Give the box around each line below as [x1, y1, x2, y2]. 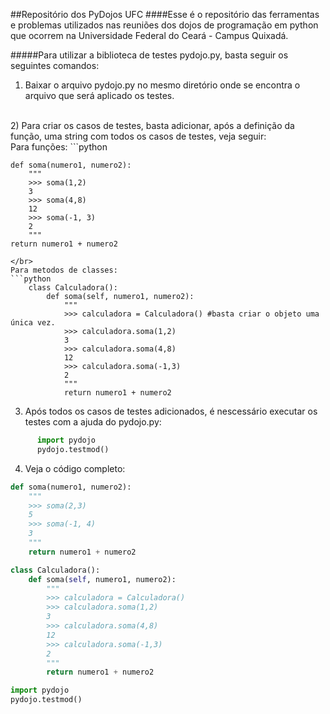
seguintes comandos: [10, 60, 100, 71]
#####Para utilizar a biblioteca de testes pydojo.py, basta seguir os [10, 49, 289, 61]
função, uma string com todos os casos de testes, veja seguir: [10, 130, 267, 142]
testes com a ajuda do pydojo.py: [24, 416, 162, 428]
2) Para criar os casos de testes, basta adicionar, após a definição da [10, 120, 295, 131]
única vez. [10, 318, 56, 328]
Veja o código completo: [24, 462, 126, 474]
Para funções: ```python [10, 141, 108, 153]
